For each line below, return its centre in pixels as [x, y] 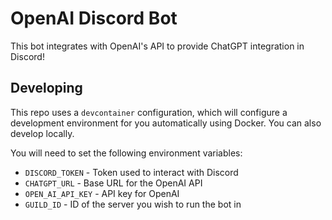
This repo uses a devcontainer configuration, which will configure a [149, 112]
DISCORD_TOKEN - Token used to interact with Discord [131, 172]
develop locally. [42, 133]
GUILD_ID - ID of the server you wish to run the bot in [133, 204]
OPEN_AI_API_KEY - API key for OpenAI [102, 193]
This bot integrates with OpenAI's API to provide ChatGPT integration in [157, 46]
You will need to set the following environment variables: [126, 153]
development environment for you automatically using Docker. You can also [166, 123]
